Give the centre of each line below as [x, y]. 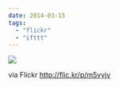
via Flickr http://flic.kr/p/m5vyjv [59, 75]
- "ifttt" [31, 38]
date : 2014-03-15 [37, 15]
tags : [17, 23]
